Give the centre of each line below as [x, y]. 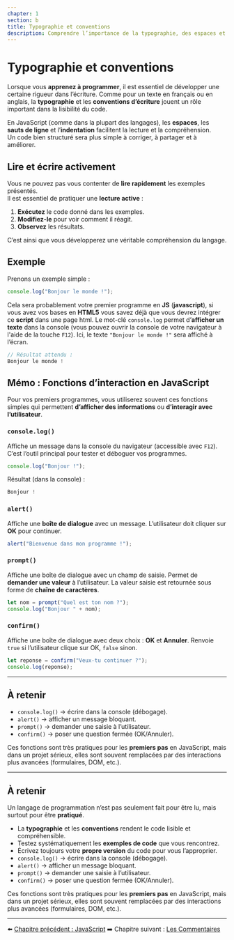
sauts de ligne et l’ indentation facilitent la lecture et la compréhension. [109, 130]
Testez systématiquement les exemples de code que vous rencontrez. [118, 843]
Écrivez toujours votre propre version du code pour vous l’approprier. [117, 851]
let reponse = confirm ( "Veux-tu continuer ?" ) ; [78, 660]
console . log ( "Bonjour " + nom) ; [54, 609]
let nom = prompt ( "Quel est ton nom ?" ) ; [68, 602]
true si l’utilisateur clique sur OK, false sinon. [72, 647]
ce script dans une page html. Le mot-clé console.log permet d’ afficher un [116, 319]
